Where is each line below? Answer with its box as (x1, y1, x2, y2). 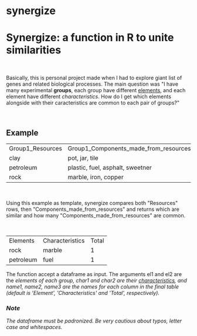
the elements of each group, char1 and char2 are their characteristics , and (6, 277, 188, 284)
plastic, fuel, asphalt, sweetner (67, 163, 152, 172)
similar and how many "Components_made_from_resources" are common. (6, 211, 186, 219)
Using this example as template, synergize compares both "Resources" (6, 199, 178, 206)
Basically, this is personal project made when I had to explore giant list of (6, 75, 182, 82)
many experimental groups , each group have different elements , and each (6, 87, 186, 94)
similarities (6, 43, 62, 57)
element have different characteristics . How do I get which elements (6, 93, 172, 100)
